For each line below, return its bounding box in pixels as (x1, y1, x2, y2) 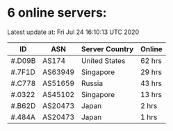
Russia (81, 78, 103, 88)
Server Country (81, 44, 134, 53)
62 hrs (140, 55, 162, 65)
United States (81, 55, 126, 65)
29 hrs (140, 67, 162, 77)
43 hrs (140, 78, 162, 88)
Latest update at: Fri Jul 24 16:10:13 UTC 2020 (7, 28, 140, 36)
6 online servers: (7, 5, 107, 21)
